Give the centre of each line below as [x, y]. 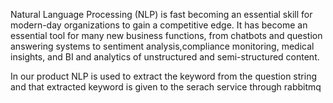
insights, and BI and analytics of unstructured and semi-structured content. [165, 57]
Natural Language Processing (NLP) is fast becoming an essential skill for [161, 14]
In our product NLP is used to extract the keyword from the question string [163, 76]
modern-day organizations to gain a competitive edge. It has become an [159, 25]
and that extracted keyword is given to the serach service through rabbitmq [166, 87]
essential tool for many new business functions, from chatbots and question [166, 35]
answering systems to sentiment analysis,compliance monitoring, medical [162, 46]
